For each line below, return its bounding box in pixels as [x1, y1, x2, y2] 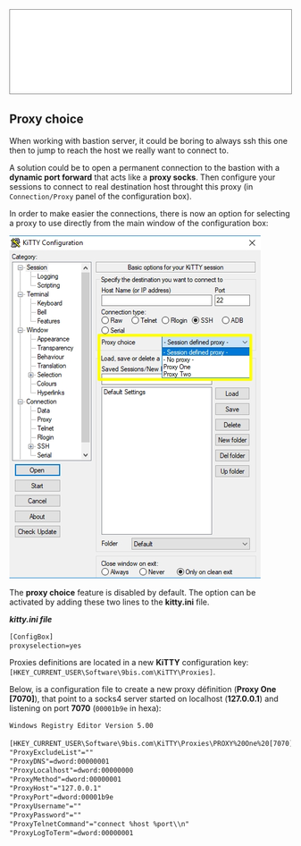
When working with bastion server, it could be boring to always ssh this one [9, 135, 288, 146]
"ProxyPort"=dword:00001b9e [9, 792, 114, 801]
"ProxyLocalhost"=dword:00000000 [9, 766, 134, 774]
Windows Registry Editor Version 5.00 [9, 721, 154, 730]
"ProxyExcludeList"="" [9, 748, 94, 757]
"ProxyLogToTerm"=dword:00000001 [9, 828, 134, 837]
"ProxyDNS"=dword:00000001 [9, 757, 110, 766]
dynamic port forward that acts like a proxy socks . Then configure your [9, 172, 276, 182]
